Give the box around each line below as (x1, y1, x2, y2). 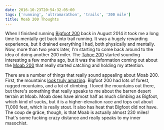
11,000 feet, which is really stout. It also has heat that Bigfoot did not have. (5, 104, 158, 110)
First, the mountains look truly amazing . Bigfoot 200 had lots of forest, (5, 77, 150, 83)
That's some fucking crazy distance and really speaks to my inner (5, 115, 141, 121)
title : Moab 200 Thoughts (5, 17, 59, 22)
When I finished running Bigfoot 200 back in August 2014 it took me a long (5, 31, 159, 37)
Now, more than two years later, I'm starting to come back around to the (5, 46, 153, 53)
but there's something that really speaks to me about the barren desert (5, 88, 151, 94)
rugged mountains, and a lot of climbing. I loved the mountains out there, (5, 83, 155, 89)
